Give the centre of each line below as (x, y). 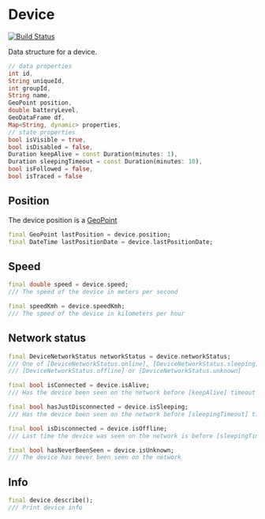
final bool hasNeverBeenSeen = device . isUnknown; (91, 450)
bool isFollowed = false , (50, 169)
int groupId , (30, 88)
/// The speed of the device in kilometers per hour (97, 314)
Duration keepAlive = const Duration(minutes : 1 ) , (93, 154)
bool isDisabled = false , (50, 147)
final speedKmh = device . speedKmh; (67, 307)
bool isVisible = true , (47, 140)
